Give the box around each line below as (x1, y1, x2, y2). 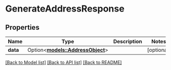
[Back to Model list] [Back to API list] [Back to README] (5, 59, 122, 65)
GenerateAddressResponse (5, 3, 125, 15)
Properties (5, 23, 40, 32)
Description (113, 38, 142, 45)
